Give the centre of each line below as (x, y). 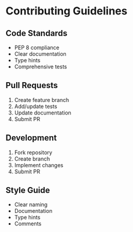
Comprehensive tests (40, 67)
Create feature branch (42, 100)
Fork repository (33, 152)
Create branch (32, 159)
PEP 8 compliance (37, 47)
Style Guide (28, 190)
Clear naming (31, 204)
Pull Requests (32, 85)
